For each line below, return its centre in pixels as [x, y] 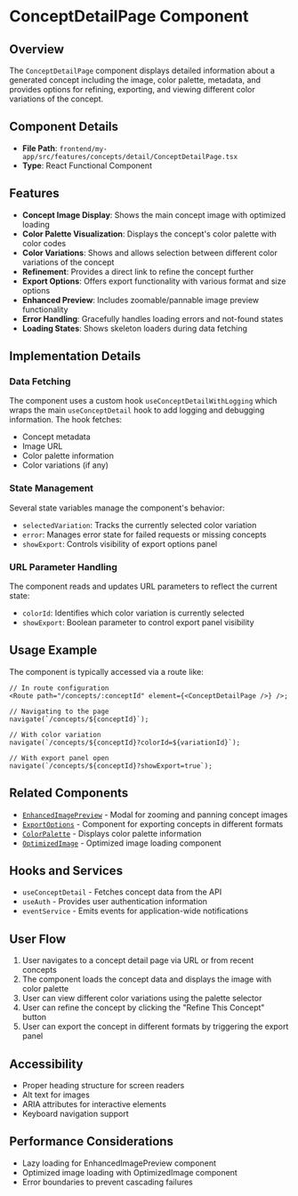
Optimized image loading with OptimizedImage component [129, 1172]
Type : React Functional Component [87, 165]
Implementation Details [75, 356]
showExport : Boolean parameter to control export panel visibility [138, 622]
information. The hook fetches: [66, 420]
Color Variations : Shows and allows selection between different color [149, 253]
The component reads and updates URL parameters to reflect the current [143, 586]
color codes [44, 243]
